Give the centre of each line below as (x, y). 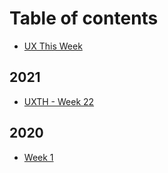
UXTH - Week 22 (59, 101)
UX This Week (53, 46)
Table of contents (84, 18)
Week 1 (38, 157)
